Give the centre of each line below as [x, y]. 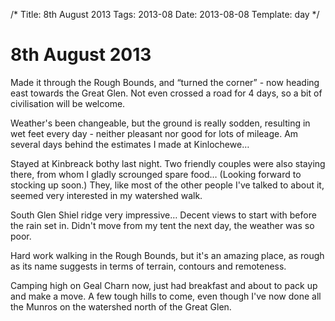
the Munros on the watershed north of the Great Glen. [121, 306]
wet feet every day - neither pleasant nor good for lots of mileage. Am [154, 133]
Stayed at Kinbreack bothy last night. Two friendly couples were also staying [168, 163]
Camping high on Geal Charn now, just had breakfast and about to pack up [164, 285]
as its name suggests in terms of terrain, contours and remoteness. [148, 266]
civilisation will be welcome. [68, 103]
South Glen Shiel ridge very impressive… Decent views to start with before [163, 215]
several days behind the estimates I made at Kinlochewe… [130, 144]
